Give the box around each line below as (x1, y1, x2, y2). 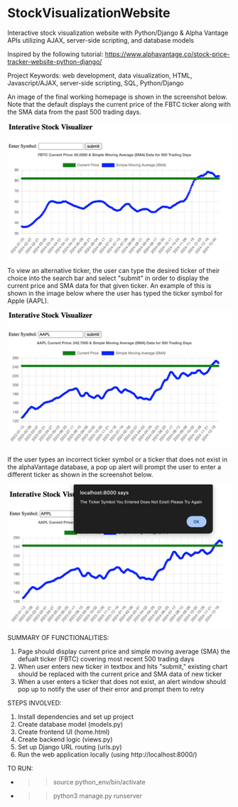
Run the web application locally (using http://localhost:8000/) (17, 750, 198, 759)
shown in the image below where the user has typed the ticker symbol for (7, 289, 223, 297)
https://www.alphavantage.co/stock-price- (104, 50, 230, 58)
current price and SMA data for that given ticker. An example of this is (7, 281, 212, 289)
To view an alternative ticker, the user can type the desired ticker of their (7, 266, 220, 274)
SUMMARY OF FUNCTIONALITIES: (7, 634, 109, 642)
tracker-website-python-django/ (7, 57, 102, 65)
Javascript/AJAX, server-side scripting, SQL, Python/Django (7, 78, 184, 87)
